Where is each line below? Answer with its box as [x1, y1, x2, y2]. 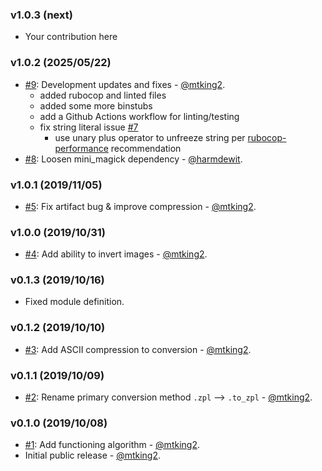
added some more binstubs [39, 99, 153, 112]
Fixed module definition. [24, 296, 125, 308]
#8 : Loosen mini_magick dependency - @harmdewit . [24, 153, 243, 165]
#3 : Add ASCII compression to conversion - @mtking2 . [24, 343, 252, 355]
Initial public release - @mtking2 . [24, 449, 162, 462]
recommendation [110, 142, 182, 154]
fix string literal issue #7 [39, 121, 139, 133]
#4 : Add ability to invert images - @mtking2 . [24, 248, 208, 260]
